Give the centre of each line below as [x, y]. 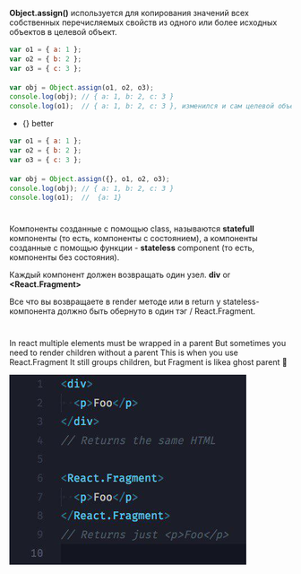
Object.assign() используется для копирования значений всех [129, 13]
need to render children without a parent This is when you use [124, 352]
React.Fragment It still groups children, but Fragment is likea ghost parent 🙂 [149, 361]
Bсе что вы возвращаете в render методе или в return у [115, 302]
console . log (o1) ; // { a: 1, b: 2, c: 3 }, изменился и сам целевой [142, 107]
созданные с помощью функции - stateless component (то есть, [132, 248]
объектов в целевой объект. [64, 32]
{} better [38, 124]
